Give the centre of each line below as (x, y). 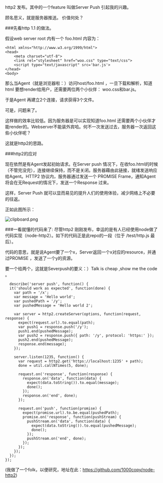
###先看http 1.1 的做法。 (29, 28)
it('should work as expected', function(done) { (60, 288)
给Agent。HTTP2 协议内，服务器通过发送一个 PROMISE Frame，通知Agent (81, 176)
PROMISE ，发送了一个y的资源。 (42, 258)
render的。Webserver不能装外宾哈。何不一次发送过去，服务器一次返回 (81, 127)
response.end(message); (42, 344)
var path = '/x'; (32, 293)
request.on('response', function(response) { (65, 374)
